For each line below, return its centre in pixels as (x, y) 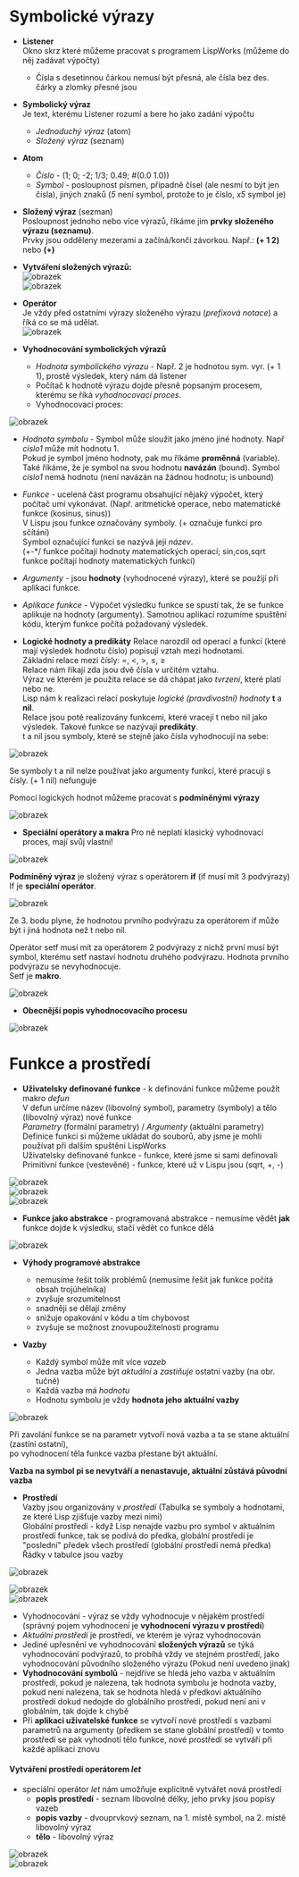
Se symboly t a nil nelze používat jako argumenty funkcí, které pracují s (140, 770)
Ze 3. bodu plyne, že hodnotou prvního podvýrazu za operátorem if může (144, 920)
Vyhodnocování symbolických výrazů (94, 349)
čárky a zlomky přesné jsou (86, 87)
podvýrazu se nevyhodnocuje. (65, 966)
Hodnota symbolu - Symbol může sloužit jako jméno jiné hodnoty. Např (153, 439)
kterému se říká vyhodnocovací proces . (108, 394)
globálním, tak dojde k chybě (75, 1711)
